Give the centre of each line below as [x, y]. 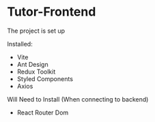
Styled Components [45, 78]
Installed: [20, 44]
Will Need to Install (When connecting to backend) [78, 99]
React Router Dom [43, 112]
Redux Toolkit [36, 72]
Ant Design [33, 64]
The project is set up [36, 31]
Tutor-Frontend [52, 12]
